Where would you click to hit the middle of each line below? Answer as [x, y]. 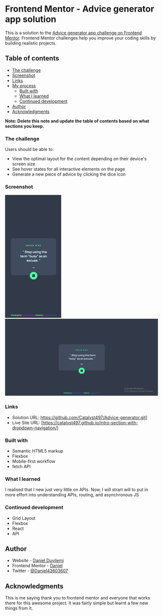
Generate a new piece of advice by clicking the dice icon [69, 174]
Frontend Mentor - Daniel [37, 566]
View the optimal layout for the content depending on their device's [79, 159]
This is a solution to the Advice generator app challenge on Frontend [73, 33]
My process [24, 86]
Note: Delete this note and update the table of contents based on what [77, 121]
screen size [24, 164]
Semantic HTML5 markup [38, 451]
